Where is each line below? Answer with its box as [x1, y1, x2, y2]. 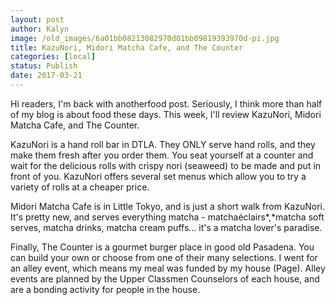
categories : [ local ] [10, 52, 97, 62]
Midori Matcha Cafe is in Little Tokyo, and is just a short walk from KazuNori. [10, 200, 325, 212]
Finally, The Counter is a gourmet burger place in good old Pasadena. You [10, 241, 315, 253]
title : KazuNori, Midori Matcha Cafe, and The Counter [10, 42, 244, 53]
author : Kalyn [10, 24, 70, 34]
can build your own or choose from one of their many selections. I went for [10, 251, 318, 263]
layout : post [10, 14, 65, 25]
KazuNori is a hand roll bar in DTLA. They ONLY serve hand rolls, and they [10, 138, 316, 150]
